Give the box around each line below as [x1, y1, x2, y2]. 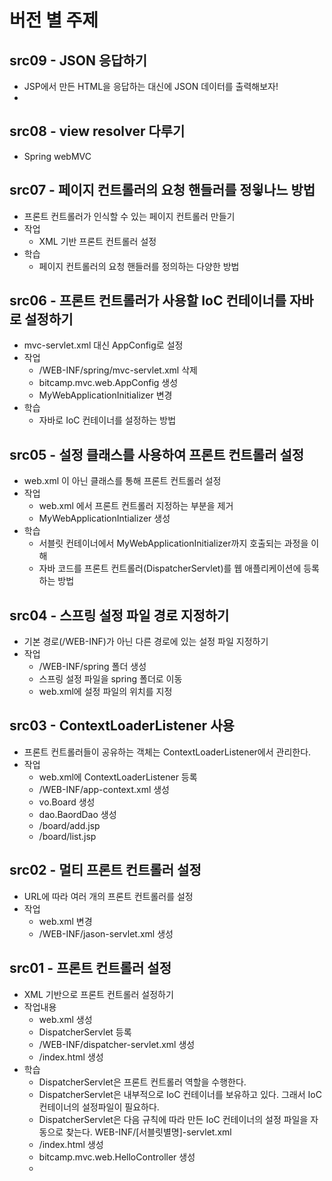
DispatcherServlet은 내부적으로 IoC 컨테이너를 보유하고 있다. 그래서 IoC [38, 1088, 322, 1100]
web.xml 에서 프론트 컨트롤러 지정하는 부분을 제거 [38, 500, 234, 512]
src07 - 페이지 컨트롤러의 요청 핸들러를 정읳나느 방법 [9, 182, 316, 199]
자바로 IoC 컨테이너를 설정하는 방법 [38, 414, 177, 426]
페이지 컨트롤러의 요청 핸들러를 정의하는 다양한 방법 [38, 260, 240, 272]
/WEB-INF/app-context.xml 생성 [38, 783, 170, 795]
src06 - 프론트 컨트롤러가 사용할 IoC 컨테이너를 [9, 292, 287, 310]
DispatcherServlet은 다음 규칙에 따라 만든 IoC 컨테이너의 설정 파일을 [38, 1113, 309, 1125]
